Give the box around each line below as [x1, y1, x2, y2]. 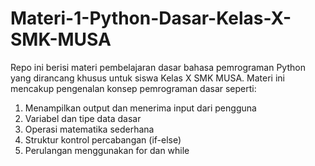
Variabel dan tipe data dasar [24, 112, 142, 124]
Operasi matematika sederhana [24, 123, 155, 135]
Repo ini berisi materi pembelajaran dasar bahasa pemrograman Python [10, 61, 306, 73]
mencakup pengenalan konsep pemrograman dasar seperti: [10, 82, 257, 94]
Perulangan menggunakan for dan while [24, 144, 190, 156]
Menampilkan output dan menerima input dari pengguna [24, 102, 257, 114]
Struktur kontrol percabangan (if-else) [24, 133, 182, 146]
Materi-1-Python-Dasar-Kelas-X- [10, 7, 292, 30]
